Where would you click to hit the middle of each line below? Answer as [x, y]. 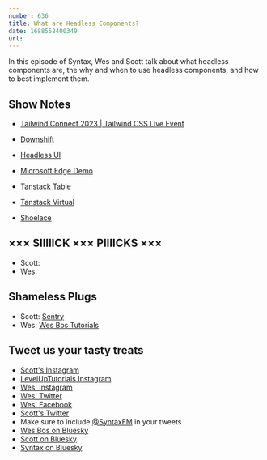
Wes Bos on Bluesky [54, 430]
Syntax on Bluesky [51, 447]
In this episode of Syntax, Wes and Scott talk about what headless [119, 62]
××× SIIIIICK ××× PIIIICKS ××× [85, 243]
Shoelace [36, 218]
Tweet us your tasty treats [76, 350]
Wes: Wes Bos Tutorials [59, 325]
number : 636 [28, 16]
